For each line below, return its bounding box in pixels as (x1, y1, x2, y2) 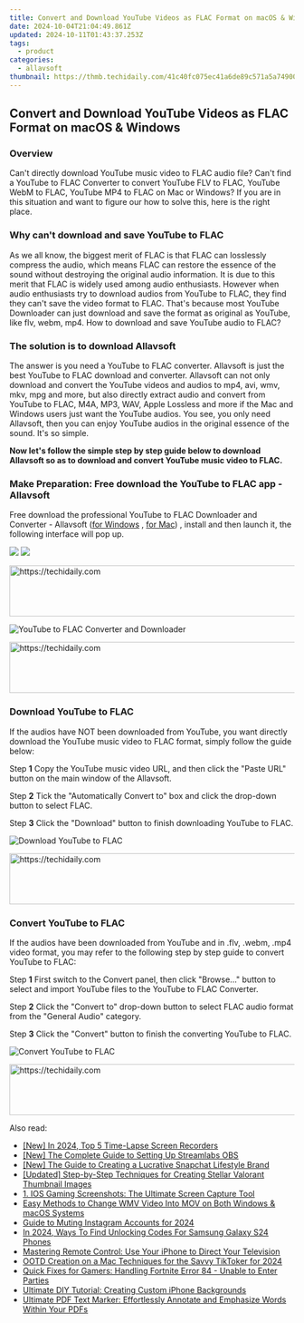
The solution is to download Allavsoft (9, 339, 176, 352)
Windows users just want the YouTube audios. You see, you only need (9, 409, 271, 420)
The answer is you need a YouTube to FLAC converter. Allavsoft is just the (9, 360, 285, 372)
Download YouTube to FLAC (9, 705, 134, 718)
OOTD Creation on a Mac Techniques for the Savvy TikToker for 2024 (22, 1255, 283, 1266)
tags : (9, 38, 30, 48)
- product (17, 47, 54, 56)
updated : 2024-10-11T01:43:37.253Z (9, 30, 144, 39)
